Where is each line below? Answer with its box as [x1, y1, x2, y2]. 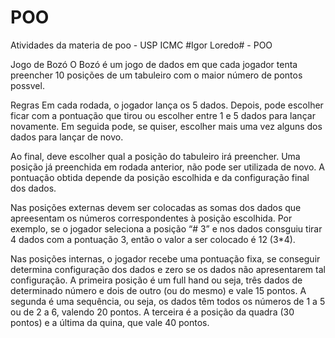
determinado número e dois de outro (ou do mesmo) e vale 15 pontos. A [10, 284, 307, 296]
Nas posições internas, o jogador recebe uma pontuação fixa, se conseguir [10, 252, 321, 265]
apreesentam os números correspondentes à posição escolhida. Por [10, 212, 293, 224]
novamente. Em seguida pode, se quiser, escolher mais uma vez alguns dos [10, 120, 323, 132]
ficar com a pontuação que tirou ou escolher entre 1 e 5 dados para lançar [10, 109, 316, 121]
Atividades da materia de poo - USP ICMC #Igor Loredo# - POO [10, 39, 273, 51]
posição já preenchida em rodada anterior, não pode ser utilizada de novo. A [10, 161, 325, 173]
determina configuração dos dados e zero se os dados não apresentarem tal [10, 263, 326, 275]
